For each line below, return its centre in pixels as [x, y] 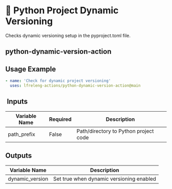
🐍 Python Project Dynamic [62, 10]
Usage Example [31, 69]
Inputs [17, 102]
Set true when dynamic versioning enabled [104, 179]
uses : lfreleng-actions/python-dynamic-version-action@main [75, 86]
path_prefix [21, 134]
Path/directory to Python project [115, 131]
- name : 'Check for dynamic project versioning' [58, 81]
